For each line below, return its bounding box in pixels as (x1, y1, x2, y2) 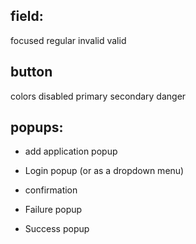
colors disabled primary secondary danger (10, 90, 187, 102)
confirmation (24, 184, 78, 196)
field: (10, 8, 44, 25)
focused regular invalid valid (10, 34, 127, 46)
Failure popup (24, 204, 83, 216)
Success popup (24, 223, 90, 235)
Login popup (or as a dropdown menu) (24, 165, 185, 177)
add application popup (24, 145, 118, 158)
